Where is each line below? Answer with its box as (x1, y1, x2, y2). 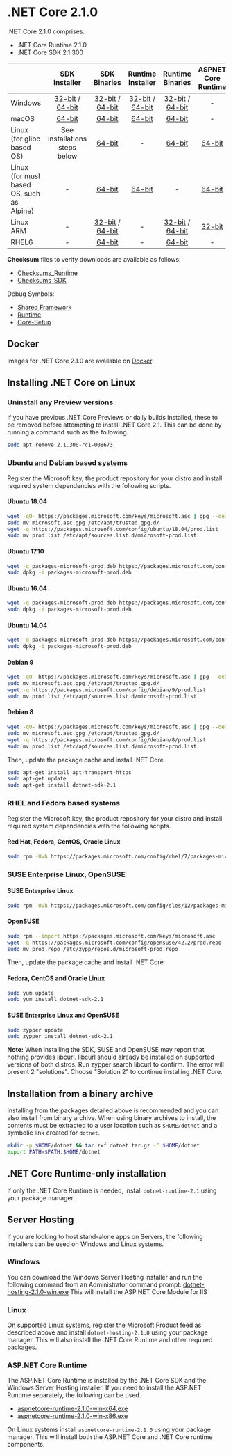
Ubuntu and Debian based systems (7, 458, 128, 468)
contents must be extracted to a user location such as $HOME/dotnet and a (7, 1122, 218, 1130)
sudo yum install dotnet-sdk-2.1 (7, 996, 104, 1003)
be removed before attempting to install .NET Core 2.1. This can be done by (7, 420, 222, 429)
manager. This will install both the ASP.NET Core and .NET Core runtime (7, 1433, 213, 1441)
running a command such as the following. (7, 428, 129, 436)
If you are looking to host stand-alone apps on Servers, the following (7, 1232, 203, 1241)
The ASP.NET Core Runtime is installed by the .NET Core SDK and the (7, 1376, 207, 1385)
